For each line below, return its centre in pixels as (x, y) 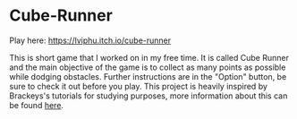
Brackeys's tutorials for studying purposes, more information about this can (148, 96)
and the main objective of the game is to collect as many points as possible (148, 67)
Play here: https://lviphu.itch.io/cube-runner (90, 40)
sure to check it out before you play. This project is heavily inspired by (139, 86)
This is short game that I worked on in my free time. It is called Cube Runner (149, 57)
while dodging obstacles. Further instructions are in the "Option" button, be (148, 76)
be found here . (37, 105)
